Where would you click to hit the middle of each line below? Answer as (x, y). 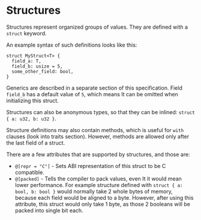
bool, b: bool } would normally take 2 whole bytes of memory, (94, 191)
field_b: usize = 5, (37, 66)
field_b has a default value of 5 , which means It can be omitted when (92, 94)
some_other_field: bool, (43, 71)
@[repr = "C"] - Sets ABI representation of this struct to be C (90, 166)
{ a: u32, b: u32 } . (31, 118)
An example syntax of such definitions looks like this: (72, 45)
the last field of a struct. (36, 143)
